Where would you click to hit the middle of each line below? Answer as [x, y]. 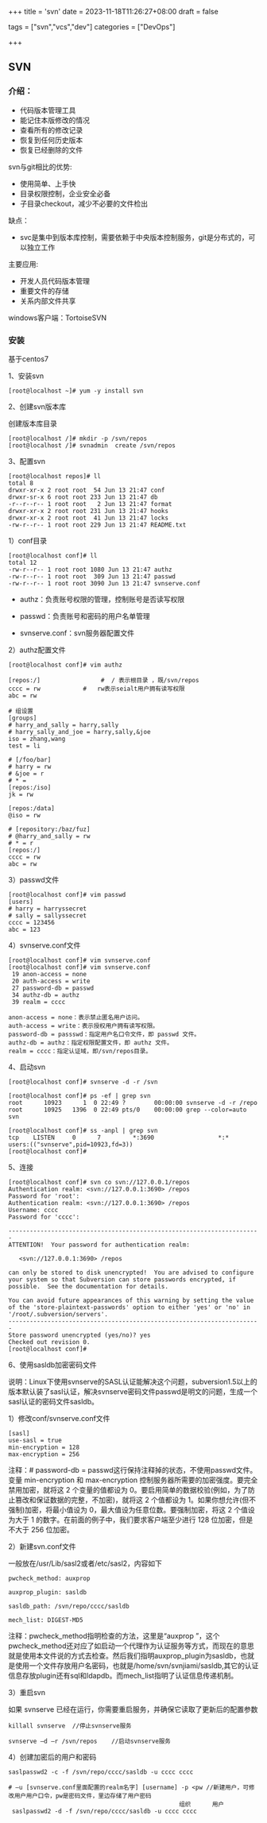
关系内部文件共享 [48, 300]
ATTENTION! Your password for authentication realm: [99, 1245]
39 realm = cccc [39, 1002]
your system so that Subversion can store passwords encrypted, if [122, 1279]
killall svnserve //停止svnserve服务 [70, 1726]
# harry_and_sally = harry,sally [64, 725]
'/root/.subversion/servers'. [58, 1314]
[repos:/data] [32, 808]
